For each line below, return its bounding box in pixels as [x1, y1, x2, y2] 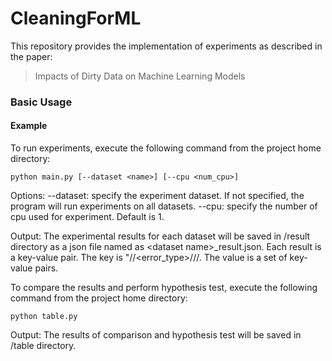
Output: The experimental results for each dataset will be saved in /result [10, 230, 311, 242]
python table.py [10, 312, 78, 322]
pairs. [34, 262, 59, 274]
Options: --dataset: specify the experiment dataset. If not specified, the [10, 190, 305, 202]
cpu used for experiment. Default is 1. [10, 211, 165, 223]
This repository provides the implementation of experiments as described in [10, 40, 323, 52]
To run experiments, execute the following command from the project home [10, 142, 322, 154]
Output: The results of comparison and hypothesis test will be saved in [10, 329, 302, 341]
